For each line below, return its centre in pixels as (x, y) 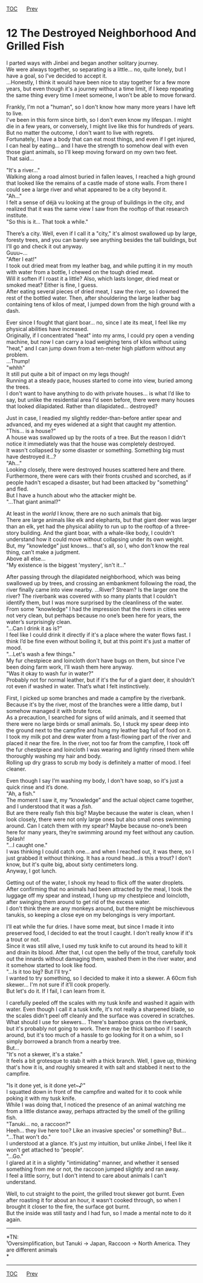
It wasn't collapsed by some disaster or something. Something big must (95, 450)
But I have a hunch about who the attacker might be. (72, 495)
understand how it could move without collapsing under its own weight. (95, 539)
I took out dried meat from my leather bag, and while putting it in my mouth (99, 266)
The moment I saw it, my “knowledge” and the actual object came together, (100, 800)
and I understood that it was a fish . (49, 806)
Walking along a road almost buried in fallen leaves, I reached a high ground (101, 176)
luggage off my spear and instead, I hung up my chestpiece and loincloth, (98, 895)
